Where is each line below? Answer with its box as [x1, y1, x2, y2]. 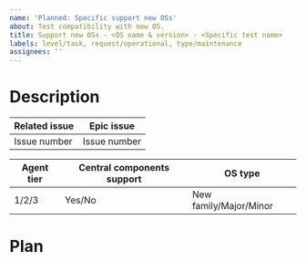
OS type [224, 167, 260, 180]
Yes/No [65, 194, 97, 206]
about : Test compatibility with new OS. [9, 22, 166, 31]
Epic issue [89, 120, 135, 132]
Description [9, 87, 100, 108]
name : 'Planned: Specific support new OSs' [9, 13, 178, 23]
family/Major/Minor [191, 200, 273, 213]
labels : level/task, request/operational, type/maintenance [9, 38, 243, 48]
